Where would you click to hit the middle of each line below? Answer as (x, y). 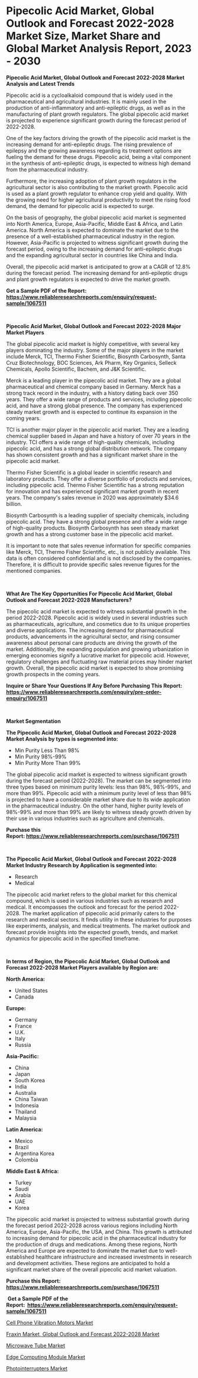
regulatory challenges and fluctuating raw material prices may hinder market (99, 662)
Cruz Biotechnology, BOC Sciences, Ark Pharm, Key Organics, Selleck (91, 362)
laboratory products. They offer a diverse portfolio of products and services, (99, 479)
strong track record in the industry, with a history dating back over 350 (92, 393)
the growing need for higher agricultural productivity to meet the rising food (98, 200)
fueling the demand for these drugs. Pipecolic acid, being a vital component (98, 157)
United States (31, 990)
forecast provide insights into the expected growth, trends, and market (92, 932)
